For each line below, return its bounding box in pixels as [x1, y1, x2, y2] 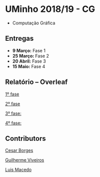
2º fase [5, 100, 20, 106]
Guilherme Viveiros [5, 157, 44, 163]
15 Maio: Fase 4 [12, 63, 46, 69]
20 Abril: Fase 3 [12, 58, 46, 64]
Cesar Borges [5, 148, 33, 154]
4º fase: [5, 120, 22, 126]
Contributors [5, 134, 46, 143]
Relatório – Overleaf [5, 78, 68, 87]
